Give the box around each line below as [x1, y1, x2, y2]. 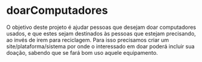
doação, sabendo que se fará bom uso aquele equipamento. [6, 49, 158, 56]
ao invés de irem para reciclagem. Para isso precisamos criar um [6, 36, 169, 43]
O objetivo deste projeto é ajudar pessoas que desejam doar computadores [6, 23, 197, 31]
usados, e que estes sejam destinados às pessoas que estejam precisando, [6, 29, 197, 37]
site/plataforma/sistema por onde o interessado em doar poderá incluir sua [6, 43, 195, 50]
